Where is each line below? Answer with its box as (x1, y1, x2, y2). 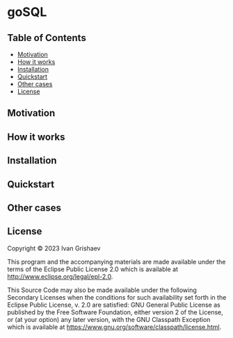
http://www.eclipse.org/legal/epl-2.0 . (7, 272, 113, 280)
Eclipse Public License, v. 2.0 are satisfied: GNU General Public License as (7, 300, 220, 309)
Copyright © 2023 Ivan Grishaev (7, 244, 101, 252)
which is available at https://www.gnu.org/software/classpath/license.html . (7, 323, 222, 331)
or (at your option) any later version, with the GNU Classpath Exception (7, 315, 211, 323)
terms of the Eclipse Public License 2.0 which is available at (7, 265, 179, 273)
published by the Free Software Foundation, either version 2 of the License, (7, 307, 224, 316)
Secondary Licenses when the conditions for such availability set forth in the (7, 293, 227, 301)
